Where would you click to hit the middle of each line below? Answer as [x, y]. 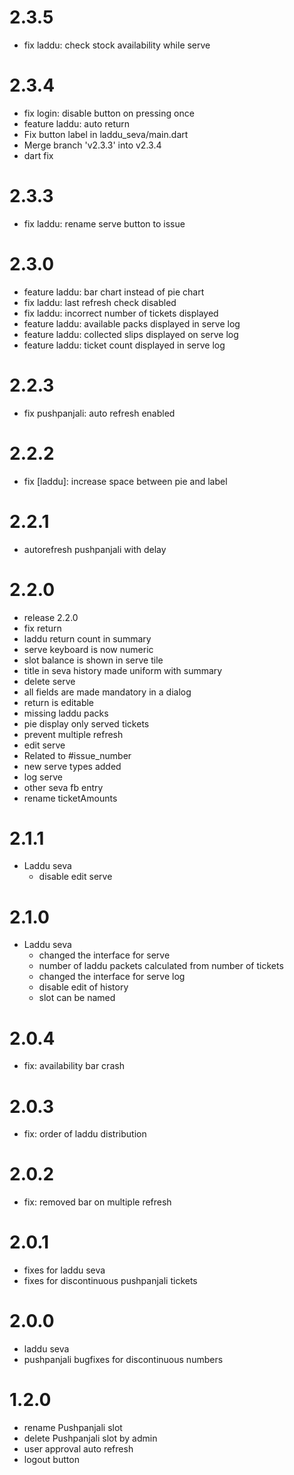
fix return [42, 628]
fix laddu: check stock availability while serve [117, 45]
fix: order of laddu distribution [85, 1134]
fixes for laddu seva [64, 1270]
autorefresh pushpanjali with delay [95, 549]
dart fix [38, 155]
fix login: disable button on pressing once [109, 113]
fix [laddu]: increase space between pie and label [125, 481]
